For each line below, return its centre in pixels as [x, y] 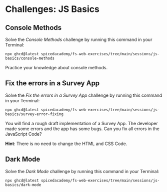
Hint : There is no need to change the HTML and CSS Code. [66, 144]
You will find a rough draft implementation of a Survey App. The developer [82, 123]
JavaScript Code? [23, 134]
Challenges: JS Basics [52, 9]
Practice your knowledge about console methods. [56, 68]
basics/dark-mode [23, 185]
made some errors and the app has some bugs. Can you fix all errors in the [82, 129]
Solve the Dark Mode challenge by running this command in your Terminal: [82, 171]
